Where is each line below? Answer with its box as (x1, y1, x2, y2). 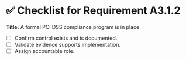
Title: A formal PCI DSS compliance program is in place (6, 23, 140, 30)
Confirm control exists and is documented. (14, 35, 118, 42)
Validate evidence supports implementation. (14, 42, 121, 48)
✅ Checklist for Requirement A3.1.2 (6, 4, 181, 17)
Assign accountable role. (14, 48, 75, 55)
